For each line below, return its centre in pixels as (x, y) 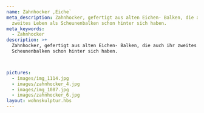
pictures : (19, 73)
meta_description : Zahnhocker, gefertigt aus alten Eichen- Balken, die (100, 18)
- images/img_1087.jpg (40, 89)
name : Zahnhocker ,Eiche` (39, 12)
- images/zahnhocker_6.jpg (46, 95)
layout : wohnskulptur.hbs (39, 101)
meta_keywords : (25, 29)
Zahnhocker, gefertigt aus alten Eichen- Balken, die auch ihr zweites (104, 46)
